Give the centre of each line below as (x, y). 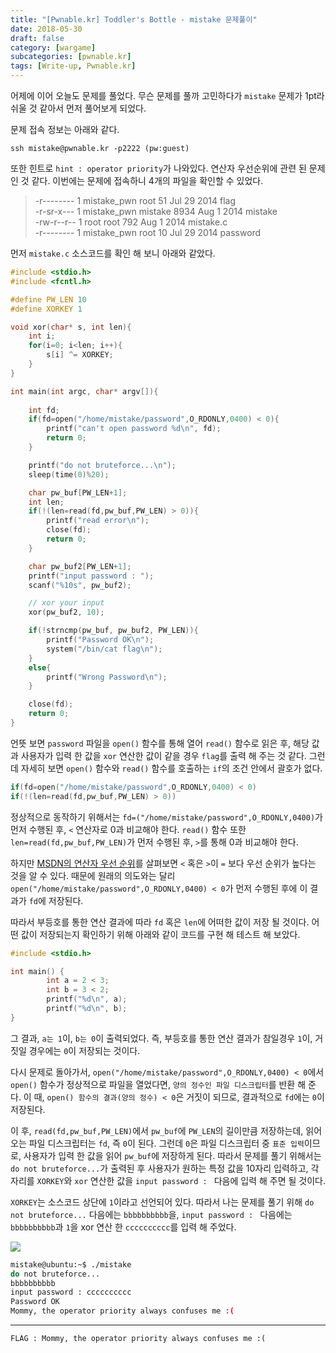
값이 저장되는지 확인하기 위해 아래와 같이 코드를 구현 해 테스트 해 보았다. (160, 934)
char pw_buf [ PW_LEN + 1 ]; (78, 492)
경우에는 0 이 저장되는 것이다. (84, 1050)
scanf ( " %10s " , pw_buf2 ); (80, 585)
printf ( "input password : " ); (91, 576)
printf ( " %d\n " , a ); (87, 999)
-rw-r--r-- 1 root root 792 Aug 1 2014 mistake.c (131, 222)
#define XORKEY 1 (46, 309)
